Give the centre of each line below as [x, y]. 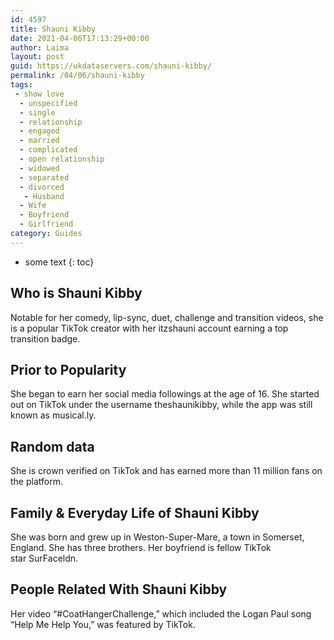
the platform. [36, 482]
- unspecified [48, 103]
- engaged [39, 131]
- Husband [44, 196]
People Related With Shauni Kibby [119, 589]
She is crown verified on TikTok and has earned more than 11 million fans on [166, 471]
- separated [44, 177]
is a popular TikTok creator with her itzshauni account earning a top [149, 328]
